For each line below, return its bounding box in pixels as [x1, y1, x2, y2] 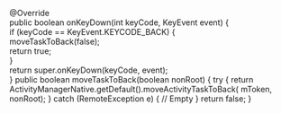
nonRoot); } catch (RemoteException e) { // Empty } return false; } [9, 93, 252, 104]
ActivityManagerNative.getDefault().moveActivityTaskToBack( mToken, [9, 84, 273, 94]
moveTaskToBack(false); [9, 36, 101, 47]
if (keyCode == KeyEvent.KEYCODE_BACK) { [9, 27, 176, 37]
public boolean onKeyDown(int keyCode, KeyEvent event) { [9, 17, 230, 28]
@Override [9, 8, 50, 18]
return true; [9, 46, 52, 56]
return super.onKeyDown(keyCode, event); [9, 65, 168, 75]
